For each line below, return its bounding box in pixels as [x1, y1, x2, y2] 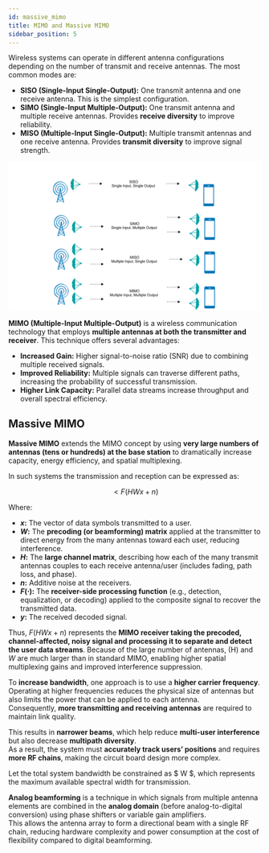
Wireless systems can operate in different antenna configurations [8, 53, 225, 63]
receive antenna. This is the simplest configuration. [19, 94, 190, 104]
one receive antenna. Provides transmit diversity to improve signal [19, 137, 243, 146]
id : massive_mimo [8, 13, 67, 21]
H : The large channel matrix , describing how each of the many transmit [19, 552, 259, 562]
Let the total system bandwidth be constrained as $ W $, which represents [8, 769, 255, 778]
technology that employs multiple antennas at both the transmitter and [8, 327, 247, 336]
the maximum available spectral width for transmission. [8, 777, 191, 786]
